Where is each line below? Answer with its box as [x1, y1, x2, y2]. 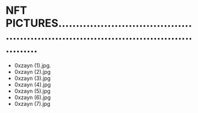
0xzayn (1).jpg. [14, 61, 52, 69]
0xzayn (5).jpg [14, 87, 51, 94]
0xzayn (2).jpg [14, 68, 51, 75]
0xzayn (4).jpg [14, 81, 51, 88]
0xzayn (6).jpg [14, 94, 51, 101]
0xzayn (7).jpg [14, 100, 51, 107]
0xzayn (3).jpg [14, 75, 51, 82]
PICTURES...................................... [5, 16, 192, 30]
